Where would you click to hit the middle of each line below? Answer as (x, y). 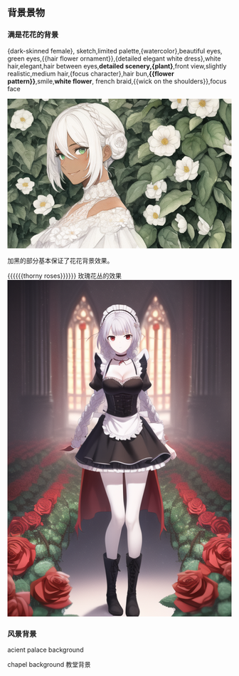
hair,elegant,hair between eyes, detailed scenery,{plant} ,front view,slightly (117, 66)
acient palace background (46, 650)
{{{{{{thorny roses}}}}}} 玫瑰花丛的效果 (65, 276)
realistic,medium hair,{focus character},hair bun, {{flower (91, 73)
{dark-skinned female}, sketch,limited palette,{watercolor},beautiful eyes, (115, 51)
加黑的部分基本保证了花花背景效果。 (60, 260)
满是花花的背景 (33, 35)
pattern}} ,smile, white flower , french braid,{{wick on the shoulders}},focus (117, 81)
